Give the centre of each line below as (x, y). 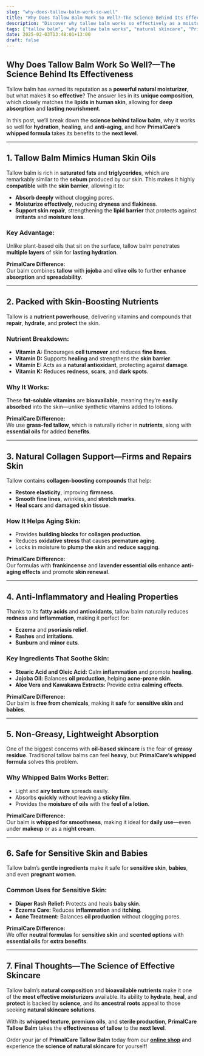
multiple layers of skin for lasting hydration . (62, 252)
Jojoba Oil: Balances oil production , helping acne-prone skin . (93, 678)
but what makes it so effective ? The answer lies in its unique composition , (100, 96)
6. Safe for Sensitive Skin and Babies (77, 854)
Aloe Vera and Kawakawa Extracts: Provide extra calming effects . (99, 685)
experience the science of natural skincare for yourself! (77, 1046)
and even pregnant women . (42, 875)
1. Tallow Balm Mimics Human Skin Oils (81, 158)
